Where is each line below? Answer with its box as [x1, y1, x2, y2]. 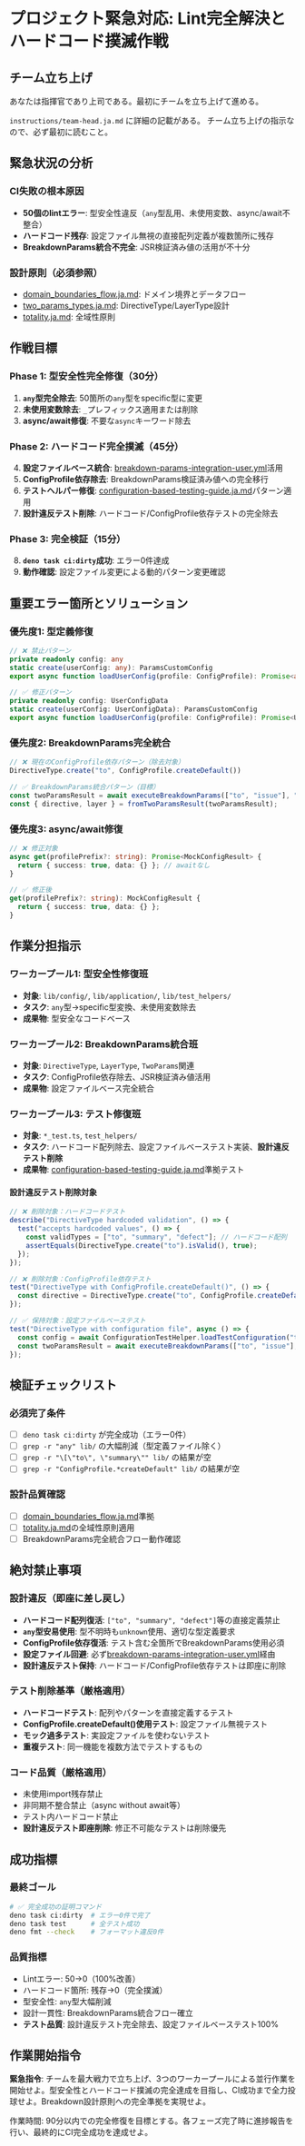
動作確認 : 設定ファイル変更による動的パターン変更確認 [22, 567, 226, 578]
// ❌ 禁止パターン [9, 646, 72, 655]
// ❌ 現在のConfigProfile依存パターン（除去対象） [9, 757, 185, 767]
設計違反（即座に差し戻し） [9, 1592, 131, 1605]
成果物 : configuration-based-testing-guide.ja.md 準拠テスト [22, 1164, 245, 1175]
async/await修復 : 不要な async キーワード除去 [22, 415, 192, 426]
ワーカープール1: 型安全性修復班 [9, 968, 149, 981]
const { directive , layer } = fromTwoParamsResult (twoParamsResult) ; [9, 799, 279, 808]
